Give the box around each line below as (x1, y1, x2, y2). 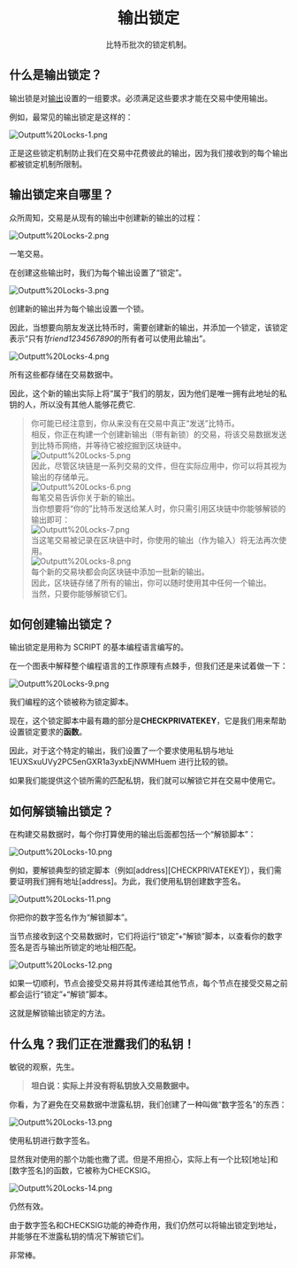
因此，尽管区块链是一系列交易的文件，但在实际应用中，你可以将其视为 (30, 460, 287, 471)
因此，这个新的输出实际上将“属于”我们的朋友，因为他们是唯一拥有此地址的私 (9, 387, 287, 399)
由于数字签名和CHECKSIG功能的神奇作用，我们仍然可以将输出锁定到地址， (9, 1220, 281, 1230)
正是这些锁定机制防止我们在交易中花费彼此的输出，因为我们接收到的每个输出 (9, 147, 288, 158)
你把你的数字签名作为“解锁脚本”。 (9, 912, 133, 922)
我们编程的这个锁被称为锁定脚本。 (9, 696, 133, 707)
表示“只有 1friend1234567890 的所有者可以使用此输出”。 (9, 333, 210, 344)
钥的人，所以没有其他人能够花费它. (9, 399, 136, 409)
